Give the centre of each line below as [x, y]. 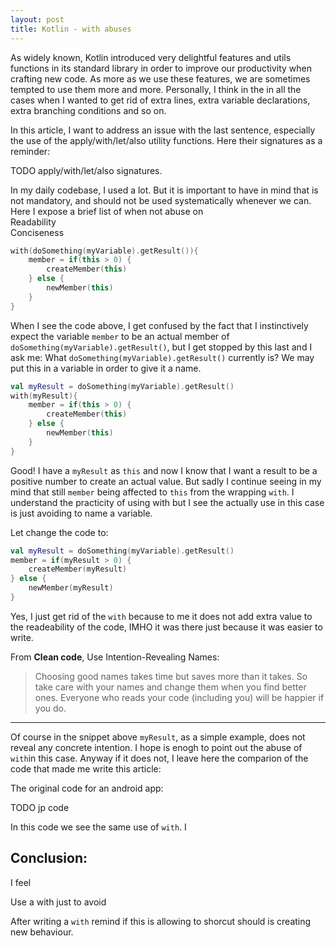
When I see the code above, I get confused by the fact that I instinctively [159, 325]
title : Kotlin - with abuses [71, 29]
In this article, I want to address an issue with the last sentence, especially [163, 130]
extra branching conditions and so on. [88, 110]
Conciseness [37, 232]
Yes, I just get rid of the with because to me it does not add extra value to [161, 616]
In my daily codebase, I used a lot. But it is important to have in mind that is [164, 190]
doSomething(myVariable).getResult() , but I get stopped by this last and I [161, 347]
